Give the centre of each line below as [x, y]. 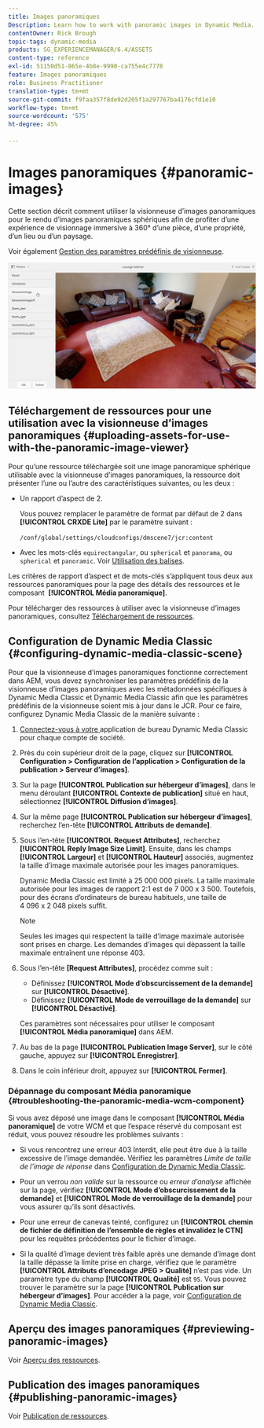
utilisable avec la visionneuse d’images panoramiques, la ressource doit [124, 475]
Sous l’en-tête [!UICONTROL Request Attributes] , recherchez [120, 840]
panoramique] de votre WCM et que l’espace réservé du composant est [125, 1126]
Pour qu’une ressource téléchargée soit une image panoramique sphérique [130, 467]
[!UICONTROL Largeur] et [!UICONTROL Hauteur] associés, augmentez [136, 857]
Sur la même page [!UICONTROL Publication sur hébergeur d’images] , [136, 817]
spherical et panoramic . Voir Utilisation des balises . [102, 561]
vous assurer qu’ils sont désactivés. [77, 1207]
